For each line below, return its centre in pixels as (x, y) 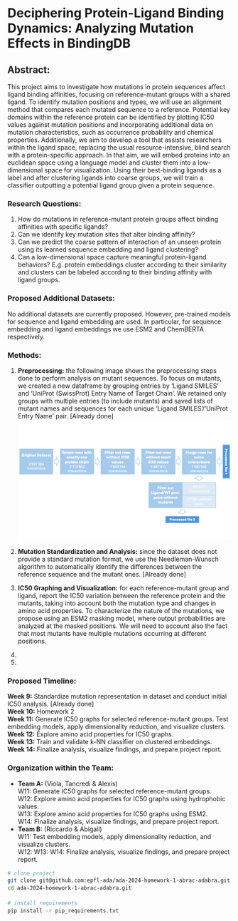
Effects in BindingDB (69, 43)
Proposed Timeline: (42, 681)
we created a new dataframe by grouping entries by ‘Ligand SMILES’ (118, 386)
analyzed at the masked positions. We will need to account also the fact (123, 626)
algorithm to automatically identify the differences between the (110, 567)
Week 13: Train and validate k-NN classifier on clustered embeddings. (110, 742)
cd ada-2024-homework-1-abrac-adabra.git (70, 888)
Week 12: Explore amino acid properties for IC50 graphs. (91, 734)
